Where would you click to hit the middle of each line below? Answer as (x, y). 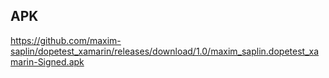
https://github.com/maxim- (66, 40)
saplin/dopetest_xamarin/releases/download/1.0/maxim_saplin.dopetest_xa (165, 51)
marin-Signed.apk (47, 61)
